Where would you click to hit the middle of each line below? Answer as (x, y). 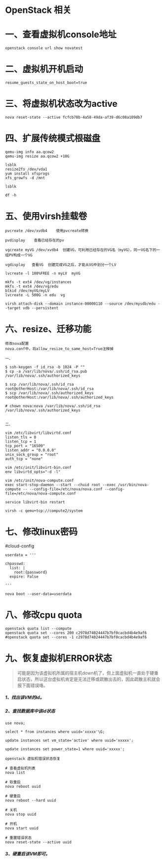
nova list (15, 772)
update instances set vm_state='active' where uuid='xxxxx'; (69, 740)
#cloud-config (20, 546)
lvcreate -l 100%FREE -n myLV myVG (43, 273)
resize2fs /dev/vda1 (26, 169)
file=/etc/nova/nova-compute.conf (41, 493)
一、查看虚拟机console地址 (61, 35)
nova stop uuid (21, 814)
